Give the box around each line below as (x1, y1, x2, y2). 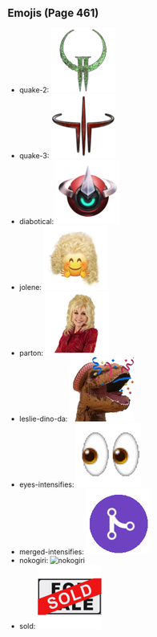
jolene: (18, 282, 42, 292)
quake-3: (18, 150, 50, 160)
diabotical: (18, 216, 54, 226)
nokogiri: (18, 555, 49, 565)
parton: (18, 348, 43, 357)
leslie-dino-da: (18, 414, 68, 423)
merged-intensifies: (18, 546, 85, 557)
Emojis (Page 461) (7, 6, 99, 20)
